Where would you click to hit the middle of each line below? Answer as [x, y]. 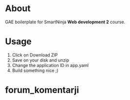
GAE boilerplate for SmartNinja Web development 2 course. [65, 22]
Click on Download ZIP [35, 55]
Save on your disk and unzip [41, 60]
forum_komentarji [42, 90]
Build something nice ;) [35, 70]
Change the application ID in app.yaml [50, 65]
